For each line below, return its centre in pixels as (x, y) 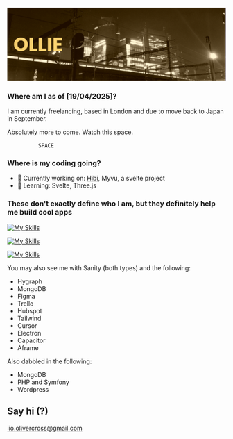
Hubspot (29, 310)
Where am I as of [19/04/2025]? (62, 96)
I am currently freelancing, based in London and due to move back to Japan (115, 111)
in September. (27, 119)
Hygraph (30, 281)
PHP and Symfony (43, 382)
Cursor (27, 325)
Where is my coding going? (54, 163)
